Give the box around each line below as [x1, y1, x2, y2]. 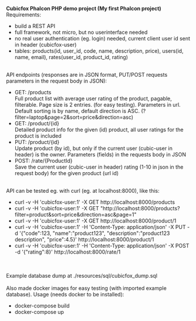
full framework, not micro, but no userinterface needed [14, 29, 148, 36]
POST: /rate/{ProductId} [14, 158, 73, 164]
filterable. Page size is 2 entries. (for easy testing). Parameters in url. [14, 101, 181, 108]
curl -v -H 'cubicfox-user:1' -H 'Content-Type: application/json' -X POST [14, 243, 190, 249]
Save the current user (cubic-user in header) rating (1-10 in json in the [14, 163, 184, 170]
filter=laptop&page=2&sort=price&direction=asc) [14, 114, 134, 121]
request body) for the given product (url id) [14, 170, 119, 176]
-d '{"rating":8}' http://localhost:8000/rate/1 [14, 248, 121, 255]
